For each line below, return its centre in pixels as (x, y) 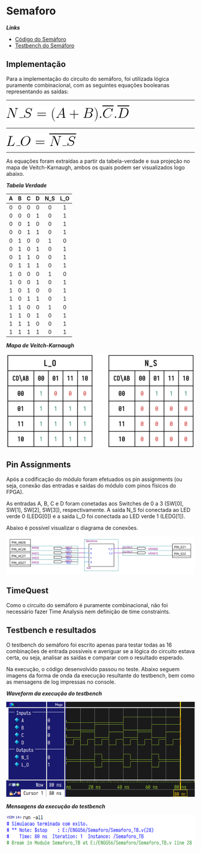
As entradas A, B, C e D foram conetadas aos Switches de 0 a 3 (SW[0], (95, 503)
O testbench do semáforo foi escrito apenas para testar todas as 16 (89, 645)
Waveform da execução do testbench (54, 693)
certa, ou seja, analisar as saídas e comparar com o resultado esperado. (95, 657)
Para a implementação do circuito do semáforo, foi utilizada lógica (88, 78)
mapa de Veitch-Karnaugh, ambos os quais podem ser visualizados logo (96, 167)
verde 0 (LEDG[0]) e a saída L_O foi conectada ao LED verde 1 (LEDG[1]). (96, 516)
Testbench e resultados (51, 630)
